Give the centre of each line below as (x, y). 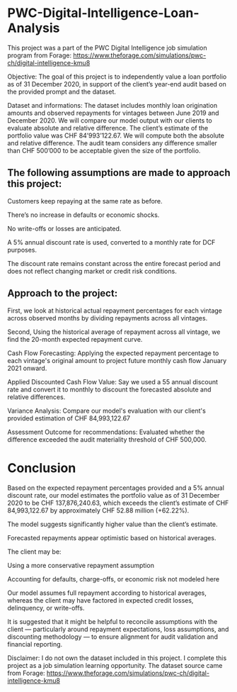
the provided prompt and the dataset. (62, 91)
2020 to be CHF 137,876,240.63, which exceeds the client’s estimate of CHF (118, 503)
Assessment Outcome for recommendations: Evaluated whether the (106, 432)
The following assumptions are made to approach (119, 173)
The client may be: (34, 552)
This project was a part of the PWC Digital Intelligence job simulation (107, 48)
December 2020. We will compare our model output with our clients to (110, 120)
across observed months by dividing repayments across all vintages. (108, 318)
